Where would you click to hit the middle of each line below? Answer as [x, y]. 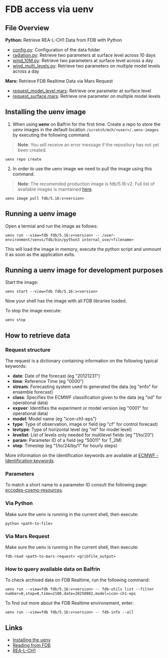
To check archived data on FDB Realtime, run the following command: [77, 580]
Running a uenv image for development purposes [84, 270]
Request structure [28, 350]
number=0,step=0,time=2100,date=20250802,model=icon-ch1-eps [71, 594]
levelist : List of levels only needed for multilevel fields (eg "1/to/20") [83, 435]
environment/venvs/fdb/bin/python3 [43, 240]
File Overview [27, 28]
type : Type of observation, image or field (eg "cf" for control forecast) [85, 424]
